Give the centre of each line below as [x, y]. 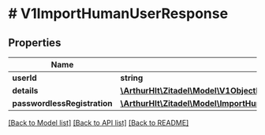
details [25, 91]
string [132, 78]
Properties [35, 43]
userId [24, 78]
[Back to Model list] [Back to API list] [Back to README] [99, 123]
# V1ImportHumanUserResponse [118, 14]
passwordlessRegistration [62, 103]
